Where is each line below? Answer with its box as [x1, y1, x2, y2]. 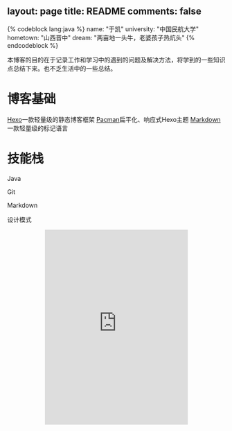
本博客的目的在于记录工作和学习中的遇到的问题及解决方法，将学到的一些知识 [7, 55, 226, 64]
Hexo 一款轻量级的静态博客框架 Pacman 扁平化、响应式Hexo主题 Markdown [7, 115, 221, 123]
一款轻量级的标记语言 [7, 124, 68, 132]
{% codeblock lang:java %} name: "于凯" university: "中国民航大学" [7, 24, 199, 33]
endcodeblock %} [7, 41, 59, 49]
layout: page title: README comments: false [7, 6, 202, 17]
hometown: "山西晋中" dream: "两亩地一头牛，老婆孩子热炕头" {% [7, 33, 195, 42]
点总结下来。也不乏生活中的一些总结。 [7, 64, 116, 72]
